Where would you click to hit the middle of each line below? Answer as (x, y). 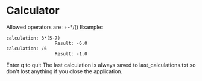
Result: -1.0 (71, 54)
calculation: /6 (27, 49)
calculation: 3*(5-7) (33, 38)
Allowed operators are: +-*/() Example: (55, 27)
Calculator (33, 10)
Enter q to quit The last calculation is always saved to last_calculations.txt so (101, 65)
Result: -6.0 (71, 43)
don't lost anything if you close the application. (65, 71)
